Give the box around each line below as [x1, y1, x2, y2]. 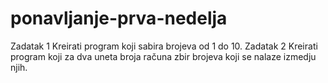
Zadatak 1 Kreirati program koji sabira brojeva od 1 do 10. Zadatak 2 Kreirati [10, 40, 318, 52]
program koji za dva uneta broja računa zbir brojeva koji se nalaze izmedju [10, 50, 317, 62]
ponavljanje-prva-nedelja [10, 7, 228, 30]
